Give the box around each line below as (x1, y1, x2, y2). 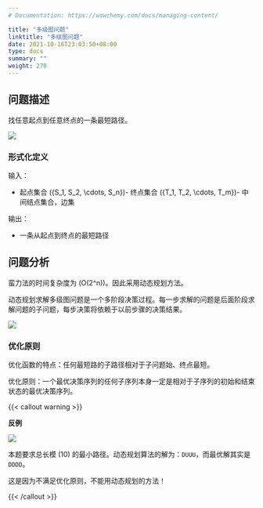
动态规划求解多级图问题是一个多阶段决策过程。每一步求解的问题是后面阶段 (8, 295, 248, 304)
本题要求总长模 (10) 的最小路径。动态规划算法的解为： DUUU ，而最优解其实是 (8, 450, 251, 459)
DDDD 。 (8, 459, 30, 469)
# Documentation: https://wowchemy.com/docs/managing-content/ (8, 11, 219, 20)
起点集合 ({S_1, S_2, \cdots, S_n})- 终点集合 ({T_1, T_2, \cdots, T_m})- (19, 187, 240, 197)
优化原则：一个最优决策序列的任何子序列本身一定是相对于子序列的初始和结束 (8, 377, 255, 386)
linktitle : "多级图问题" (8, 33, 84, 41)
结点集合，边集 (26, 197, 75, 206)
